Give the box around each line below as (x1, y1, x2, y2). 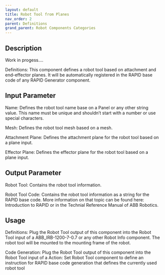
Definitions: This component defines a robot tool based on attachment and (5, 66, 157, 72)
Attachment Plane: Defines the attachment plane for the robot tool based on (5, 134, 159, 140)
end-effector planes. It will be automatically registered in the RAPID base (5, 72, 153, 78)
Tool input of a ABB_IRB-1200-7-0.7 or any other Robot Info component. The (5, 234, 160, 240)
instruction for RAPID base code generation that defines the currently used (5, 260, 157, 266)
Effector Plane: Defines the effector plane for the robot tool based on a (5, 149, 149, 155)
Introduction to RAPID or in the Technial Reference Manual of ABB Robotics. (5, 202, 159, 208)
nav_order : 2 (5, 16, 32, 21)
